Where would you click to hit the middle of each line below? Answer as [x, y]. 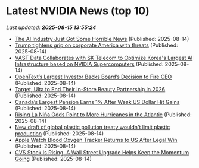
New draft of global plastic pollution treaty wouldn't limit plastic [92, 127]
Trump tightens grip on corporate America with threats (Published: [96, 45]
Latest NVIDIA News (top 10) [78, 11]
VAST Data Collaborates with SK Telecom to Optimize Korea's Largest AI [104, 58]
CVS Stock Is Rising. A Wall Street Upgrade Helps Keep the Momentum [102, 152]
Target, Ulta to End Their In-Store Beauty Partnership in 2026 [90, 89]
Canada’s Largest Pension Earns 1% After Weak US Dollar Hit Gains [97, 102]
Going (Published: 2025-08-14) [53, 159]
